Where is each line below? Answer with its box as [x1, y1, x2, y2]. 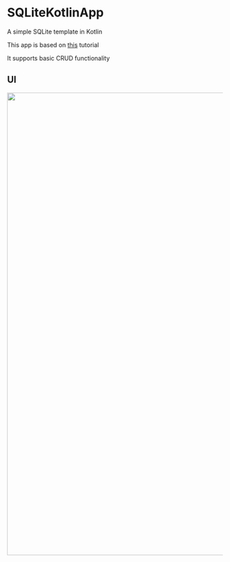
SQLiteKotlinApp [7, 5, 104, 21]
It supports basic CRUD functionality [7, 53, 110, 62]
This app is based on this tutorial [7, 40, 99, 49]
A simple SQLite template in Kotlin [7, 27, 103, 36]
